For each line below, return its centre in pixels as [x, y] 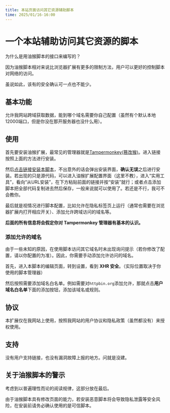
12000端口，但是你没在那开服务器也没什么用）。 [55, 121]
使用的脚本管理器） [25, 273]
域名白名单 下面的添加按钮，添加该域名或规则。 [54, 290]
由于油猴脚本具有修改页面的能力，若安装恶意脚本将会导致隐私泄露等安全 [80, 399]
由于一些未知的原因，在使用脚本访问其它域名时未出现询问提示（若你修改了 [83, 249]
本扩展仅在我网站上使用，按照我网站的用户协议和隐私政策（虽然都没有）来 [83, 321]
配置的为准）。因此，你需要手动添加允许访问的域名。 [81, 256]
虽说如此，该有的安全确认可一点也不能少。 [50, 84]
